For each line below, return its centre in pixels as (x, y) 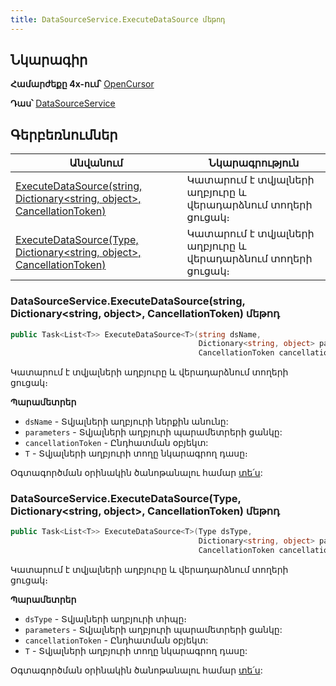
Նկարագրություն (254, 163)
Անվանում (96, 163)
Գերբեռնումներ (64, 134)
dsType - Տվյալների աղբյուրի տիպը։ (106, 619)
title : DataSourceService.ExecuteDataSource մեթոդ (118, 19)
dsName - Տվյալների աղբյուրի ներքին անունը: (126, 422)
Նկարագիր (49, 60)
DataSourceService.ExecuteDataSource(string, (128, 301)
